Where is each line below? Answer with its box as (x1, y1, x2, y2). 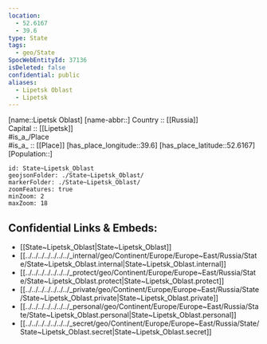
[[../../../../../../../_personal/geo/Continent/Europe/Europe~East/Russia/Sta (19, 302, 259, 311)
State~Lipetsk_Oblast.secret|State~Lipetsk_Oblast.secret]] (19, 327, 212, 337)
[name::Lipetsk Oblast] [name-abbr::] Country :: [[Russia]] (8, 115, 199, 125)
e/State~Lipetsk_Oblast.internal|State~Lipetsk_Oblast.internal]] (19, 259, 226, 269)
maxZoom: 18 (8, 200, 48, 208)
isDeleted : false (8, 64, 66, 72)
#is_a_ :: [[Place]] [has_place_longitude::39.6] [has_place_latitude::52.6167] (8, 140, 256, 150)
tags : (8, 42, 26, 49)
